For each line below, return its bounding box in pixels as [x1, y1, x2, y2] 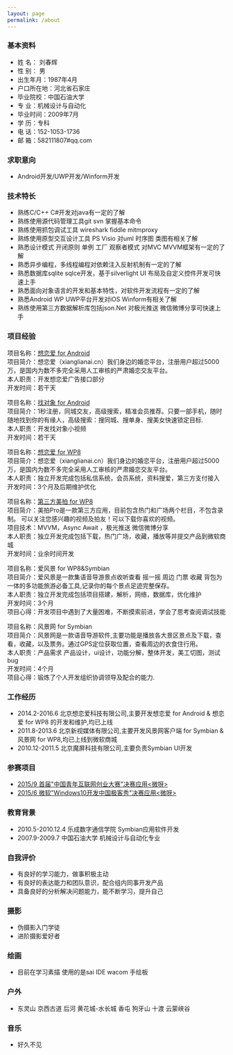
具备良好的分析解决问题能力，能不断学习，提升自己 [17, 887, 164, 895]
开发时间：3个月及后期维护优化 [7, 482, 96, 490]
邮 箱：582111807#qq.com [17, 136, 92, 144]
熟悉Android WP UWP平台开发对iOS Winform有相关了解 [17, 295, 177, 304]
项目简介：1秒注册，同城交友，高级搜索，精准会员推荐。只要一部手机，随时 [7, 407, 223, 415]
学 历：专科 [17, 119, 50, 127]
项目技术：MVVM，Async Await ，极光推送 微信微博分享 [7, 523, 169, 531]
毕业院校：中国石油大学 [17, 92, 85, 101]
